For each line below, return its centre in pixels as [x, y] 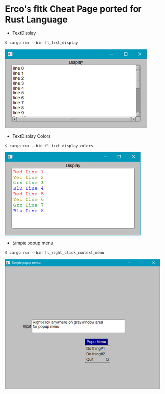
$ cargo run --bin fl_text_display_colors [49, 146]
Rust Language [36, 19]
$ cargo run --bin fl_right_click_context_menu [55, 253]
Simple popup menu [32, 243]
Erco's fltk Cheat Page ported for [73, 9]
